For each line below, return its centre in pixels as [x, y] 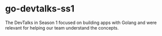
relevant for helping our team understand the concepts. [62, 27]
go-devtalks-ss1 [40, 9]
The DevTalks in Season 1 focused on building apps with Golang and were [81, 22]
